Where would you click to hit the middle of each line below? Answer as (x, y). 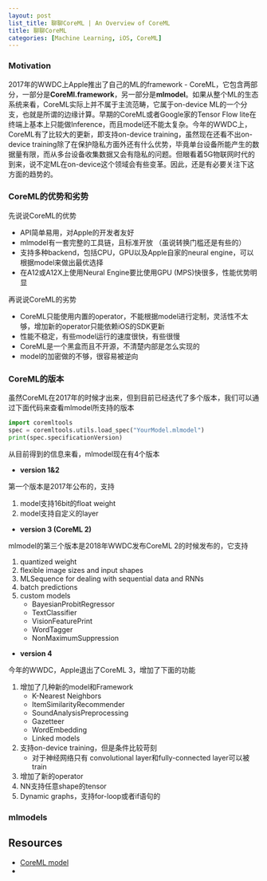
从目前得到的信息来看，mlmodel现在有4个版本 (84, 454)
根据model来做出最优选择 (61, 262)
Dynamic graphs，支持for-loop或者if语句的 (90, 796)
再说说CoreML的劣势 (43, 299)
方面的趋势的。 (33, 174)
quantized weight (48, 561)
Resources (35, 843)
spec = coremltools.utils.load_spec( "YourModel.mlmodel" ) (106, 431)
